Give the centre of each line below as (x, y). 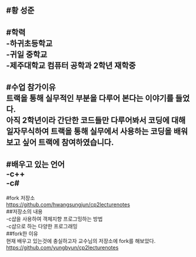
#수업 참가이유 (31, 87)
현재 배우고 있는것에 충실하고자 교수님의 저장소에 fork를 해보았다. (81, 241)
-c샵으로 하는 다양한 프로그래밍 (42, 226)
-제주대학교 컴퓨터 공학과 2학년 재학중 (71, 66)
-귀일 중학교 (27, 54)
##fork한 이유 (22, 233)
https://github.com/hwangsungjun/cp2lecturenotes (68, 204)
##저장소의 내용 (24, 211)
